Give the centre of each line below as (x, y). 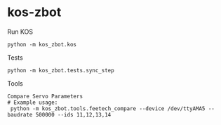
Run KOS (20, 32)
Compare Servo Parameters (45, 96)
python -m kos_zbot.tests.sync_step (61, 70)
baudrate (20, 114)
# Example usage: (33, 103)
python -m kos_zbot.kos (42, 44)
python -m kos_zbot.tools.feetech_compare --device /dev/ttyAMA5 (108, 108)
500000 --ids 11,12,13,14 (73, 114)
